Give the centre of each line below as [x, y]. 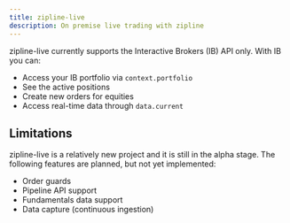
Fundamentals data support [72, 200]
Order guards [47, 181]
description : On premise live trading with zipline [106, 26]
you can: [25, 60]
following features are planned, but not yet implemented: [113, 164]
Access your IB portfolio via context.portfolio [107, 77]
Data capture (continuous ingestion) [88, 210]
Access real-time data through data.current [102, 105]
